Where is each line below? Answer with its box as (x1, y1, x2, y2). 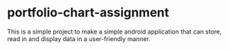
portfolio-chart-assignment (7, 5, 169, 21)
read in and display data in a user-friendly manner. (7, 34, 151, 42)
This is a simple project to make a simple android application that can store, (7, 27, 222, 36)
